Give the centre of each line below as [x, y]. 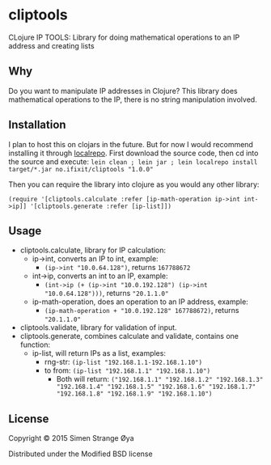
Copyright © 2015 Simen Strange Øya [72, 438]
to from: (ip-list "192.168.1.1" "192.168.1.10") [127, 370]
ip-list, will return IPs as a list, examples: [99, 353]
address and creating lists [51, 45]
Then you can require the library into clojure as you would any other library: [134, 184]
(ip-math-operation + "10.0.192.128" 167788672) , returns [142, 311]
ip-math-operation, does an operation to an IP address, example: [140, 302]
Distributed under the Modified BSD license [80, 454]
